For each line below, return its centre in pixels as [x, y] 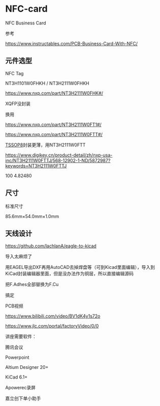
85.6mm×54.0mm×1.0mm [32, 216]
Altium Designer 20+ [27, 367]
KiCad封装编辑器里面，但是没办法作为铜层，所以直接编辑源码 [69, 274]
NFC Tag [14, 73]
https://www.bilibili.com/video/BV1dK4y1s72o [53, 316]
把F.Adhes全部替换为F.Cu [32, 285]
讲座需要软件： [21, 336]
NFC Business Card [26, 23]
